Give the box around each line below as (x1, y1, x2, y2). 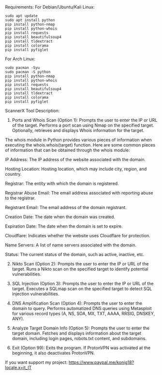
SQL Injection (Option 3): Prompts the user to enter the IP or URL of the (12, 281, 154, 286)
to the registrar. (5, 195, 36, 201)
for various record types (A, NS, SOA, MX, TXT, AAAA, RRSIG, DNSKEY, (12, 310, 155, 316)
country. (5, 171, 22, 177)
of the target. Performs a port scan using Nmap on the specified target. (12, 122, 154, 128)
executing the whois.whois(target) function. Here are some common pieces (5, 142, 156, 147)
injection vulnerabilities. (12, 291, 59, 296)
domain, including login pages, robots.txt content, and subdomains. (12, 336, 147, 341)
